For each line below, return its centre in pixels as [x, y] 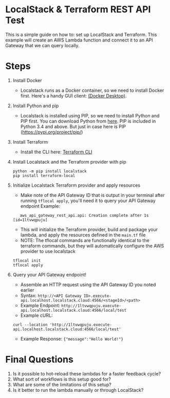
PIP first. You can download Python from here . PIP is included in [88, 121]
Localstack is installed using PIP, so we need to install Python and [90, 115]
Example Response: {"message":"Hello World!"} [72, 339]
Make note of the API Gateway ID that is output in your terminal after [93, 195]
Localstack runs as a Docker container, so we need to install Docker [92, 90]
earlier [27, 290]
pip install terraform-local [44, 175]
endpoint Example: [40, 206]
